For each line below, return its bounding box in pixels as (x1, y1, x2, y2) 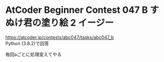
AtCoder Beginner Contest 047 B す (5, 4, 159, 16)
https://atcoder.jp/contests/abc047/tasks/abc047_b (5, 34, 114, 40)
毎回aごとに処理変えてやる (5, 51, 62, 57)
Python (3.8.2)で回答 (5, 40, 49, 46)
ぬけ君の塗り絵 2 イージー (5, 17, 114, 29)
